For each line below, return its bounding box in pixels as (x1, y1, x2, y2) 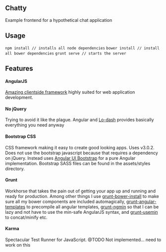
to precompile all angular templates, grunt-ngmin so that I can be (26, 203, 159, 210)
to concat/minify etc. (5, 214, 48, 220)
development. (5, 94, 33, 101)
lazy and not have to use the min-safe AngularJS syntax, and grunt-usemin (5, 209, 158, 215)
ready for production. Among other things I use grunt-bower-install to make (5, 193, 160, 199)
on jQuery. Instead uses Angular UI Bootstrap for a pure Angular (5, 155, 136, 161)
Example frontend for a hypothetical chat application (5, 17, 112, 23)
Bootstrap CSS (5, 133, 36, 139)
